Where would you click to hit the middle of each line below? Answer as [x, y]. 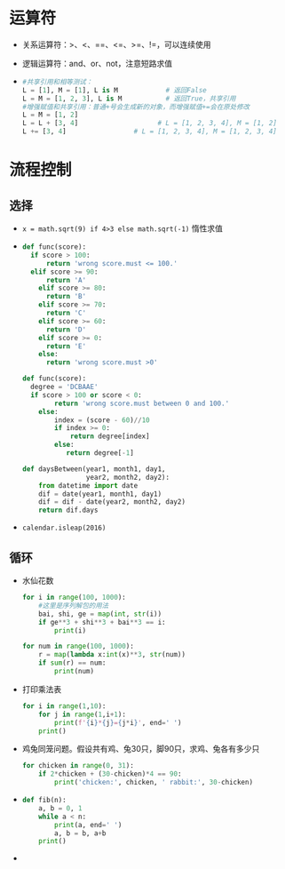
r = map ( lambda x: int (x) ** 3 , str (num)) [112, 655]
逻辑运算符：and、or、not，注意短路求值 [97, 63]
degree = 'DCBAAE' [64, 387]
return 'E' [66, 346]
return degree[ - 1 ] [100, 453]
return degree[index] [110, 436]
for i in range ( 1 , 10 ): [64, 706]
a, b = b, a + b [80, 833]
